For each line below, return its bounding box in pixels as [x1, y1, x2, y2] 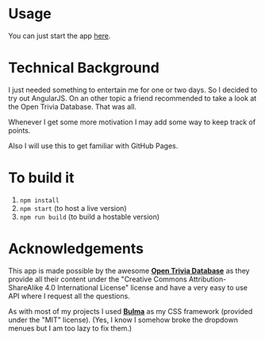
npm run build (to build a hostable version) [19, 212, 160, 221]
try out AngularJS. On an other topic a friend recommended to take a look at [8, 93, 257, 103]
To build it [8, 169, 75, 187]
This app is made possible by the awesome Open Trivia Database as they [8, 266, 250, 275]
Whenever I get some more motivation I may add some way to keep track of [8, 117, 256, 127]
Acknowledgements [8, 239, 144, 258]
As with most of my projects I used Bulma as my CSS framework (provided [8, 306, 253, 316]
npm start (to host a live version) [19, 203, 127, 213]
